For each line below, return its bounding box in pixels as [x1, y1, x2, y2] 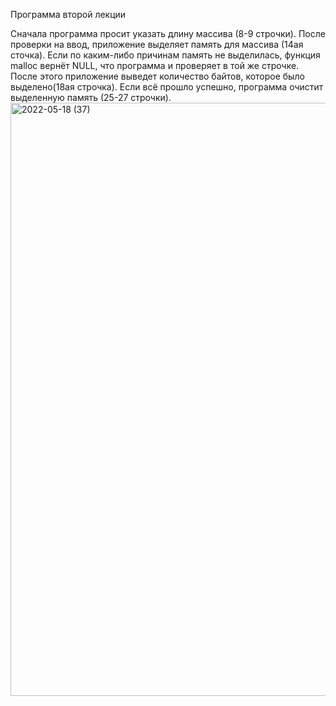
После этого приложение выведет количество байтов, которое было [10, 70, 305, 82]
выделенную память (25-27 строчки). [10, 92, 172, 103]
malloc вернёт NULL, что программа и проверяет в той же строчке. [10, 60, 300, 71]
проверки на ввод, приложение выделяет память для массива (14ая [10, 39, 304, 50]
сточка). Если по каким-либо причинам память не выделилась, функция [10, 49, 321, 61]
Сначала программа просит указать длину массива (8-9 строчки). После [10, 28, 326, 39]
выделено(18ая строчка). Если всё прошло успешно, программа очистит [10, 81, 324, 93]
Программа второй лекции [10, 9, 127, 20]
